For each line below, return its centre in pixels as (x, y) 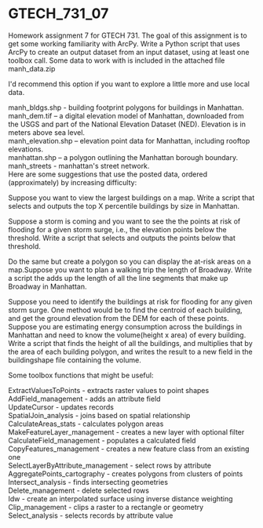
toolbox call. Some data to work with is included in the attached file (117, 60)
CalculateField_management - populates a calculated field (102, 440)
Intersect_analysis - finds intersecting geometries (88, 482)
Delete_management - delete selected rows (79, 490)
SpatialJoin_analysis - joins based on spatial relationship (99, 415)
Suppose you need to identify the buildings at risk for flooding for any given (130, 301)
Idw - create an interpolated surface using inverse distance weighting (121, 498)
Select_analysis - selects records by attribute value (91, 515)
